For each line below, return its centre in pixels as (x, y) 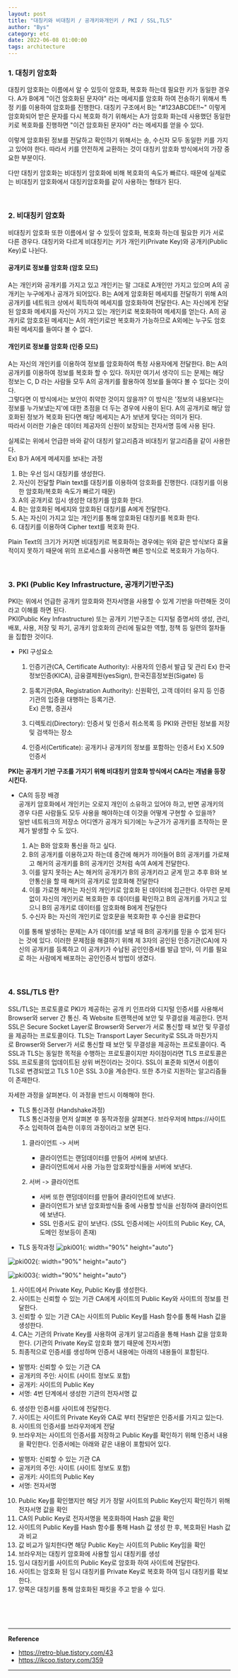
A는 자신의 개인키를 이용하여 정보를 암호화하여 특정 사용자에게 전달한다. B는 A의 (118, 364)
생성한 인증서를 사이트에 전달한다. (65, 1408)
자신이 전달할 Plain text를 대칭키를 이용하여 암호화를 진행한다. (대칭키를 (117, 482)
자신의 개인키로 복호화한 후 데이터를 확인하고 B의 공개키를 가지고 (131, 899)
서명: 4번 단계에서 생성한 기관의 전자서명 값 (78, 1393)
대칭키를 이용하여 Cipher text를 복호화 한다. (79, 527)
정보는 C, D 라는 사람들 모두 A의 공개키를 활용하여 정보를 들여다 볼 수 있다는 (112, 381)
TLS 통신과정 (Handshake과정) (61, 1110)
